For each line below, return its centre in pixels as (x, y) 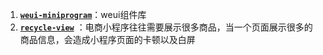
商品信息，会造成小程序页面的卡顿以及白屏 (107, 39)
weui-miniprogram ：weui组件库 (83, 14)
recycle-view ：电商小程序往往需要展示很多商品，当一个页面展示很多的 (166, 27)
